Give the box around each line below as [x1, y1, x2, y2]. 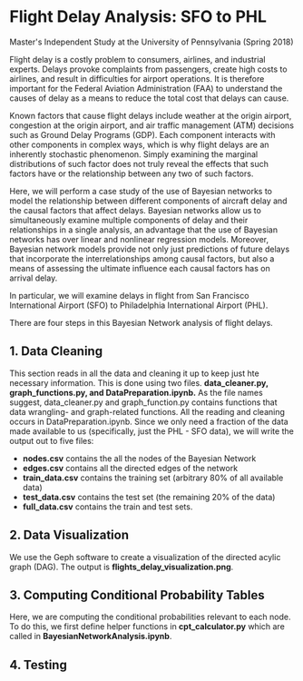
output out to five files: [9, 435, 94, 446]
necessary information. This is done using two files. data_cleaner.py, [9, 377, 269, 388]
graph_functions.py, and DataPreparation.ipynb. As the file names [9, 387, 263, 398]
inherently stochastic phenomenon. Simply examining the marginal [9, 148, 259, 160]
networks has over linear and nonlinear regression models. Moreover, [9, 233, 269, 244]
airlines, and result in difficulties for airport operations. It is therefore [9, 73, 265, 84]
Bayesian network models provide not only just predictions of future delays [9, 243, 290, 254]
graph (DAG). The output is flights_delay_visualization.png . [9, 561, 234, 572]
